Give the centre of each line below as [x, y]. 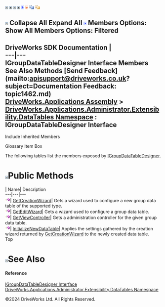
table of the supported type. [34, 206]
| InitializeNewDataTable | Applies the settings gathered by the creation [82, 229]
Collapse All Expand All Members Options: [78, 23]
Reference [16, 273]
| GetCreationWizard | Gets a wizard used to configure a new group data [83, 201]
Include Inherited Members [33, 137]
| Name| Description [25, 189]
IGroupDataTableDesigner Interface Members [77, 63]
